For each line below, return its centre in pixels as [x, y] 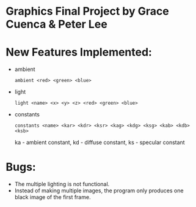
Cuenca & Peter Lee [56, 24]
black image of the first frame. [53, 197]
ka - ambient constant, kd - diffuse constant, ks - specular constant [100, 143]
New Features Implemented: [79, 52]
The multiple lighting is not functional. [62, 184]
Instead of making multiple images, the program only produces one [99, 190]
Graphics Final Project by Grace [87, 11]
